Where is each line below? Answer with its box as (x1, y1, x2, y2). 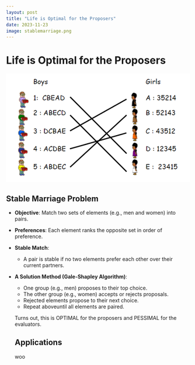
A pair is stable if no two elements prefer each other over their (23, 256, 173, 263)
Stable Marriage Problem (6, 194, 99, 204)
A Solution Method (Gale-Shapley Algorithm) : (14, 273, 127, 280)
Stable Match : (14, 245, 50, 252)
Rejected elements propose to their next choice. (23, 297, 139, 304)
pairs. (14, 215, 29, 222)
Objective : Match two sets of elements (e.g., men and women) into (14, 209, 176, 216)
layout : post (6, 9, 38, 15)
